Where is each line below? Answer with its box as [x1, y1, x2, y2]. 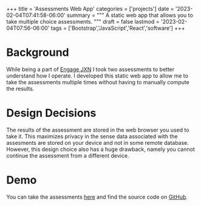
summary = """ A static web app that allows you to [66, 12, 193, 19]
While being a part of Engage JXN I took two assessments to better [6, 65, 175, 73]
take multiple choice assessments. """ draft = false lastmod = [6, 18, 160, 25]
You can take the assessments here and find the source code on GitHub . [6, 193, 188, 201]
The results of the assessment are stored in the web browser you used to [6, 126, 189, 133]
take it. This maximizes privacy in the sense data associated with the [6, 133, 178, 140]
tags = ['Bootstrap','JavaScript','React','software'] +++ [50, 24, 185, 32]
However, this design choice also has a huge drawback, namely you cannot [6, 145, 196, 153]
